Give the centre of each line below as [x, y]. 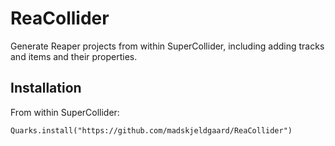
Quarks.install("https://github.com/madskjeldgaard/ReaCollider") [151, 130]
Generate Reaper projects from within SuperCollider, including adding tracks [167, 46]
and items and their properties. [74, 56]
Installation [46, 88]
